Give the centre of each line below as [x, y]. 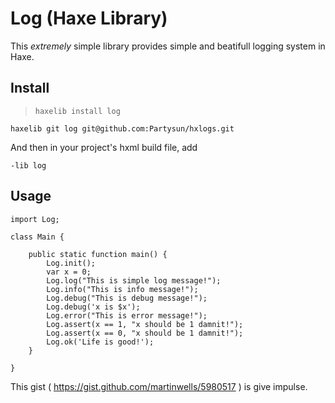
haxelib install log [77, 111]
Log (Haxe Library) [89, 18]
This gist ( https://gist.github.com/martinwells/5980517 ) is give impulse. [159, 386]
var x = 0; [69, 272]
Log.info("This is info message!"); [122, 289]
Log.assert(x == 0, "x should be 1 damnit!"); [145, 333]
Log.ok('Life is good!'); [100, 342]
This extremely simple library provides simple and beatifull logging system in [168, 46]
